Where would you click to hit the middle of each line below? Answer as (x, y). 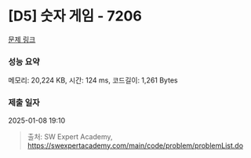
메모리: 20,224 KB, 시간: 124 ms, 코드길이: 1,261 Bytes (93, 80)
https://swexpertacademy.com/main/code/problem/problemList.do (135, 145)
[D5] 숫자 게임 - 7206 (75, 16)
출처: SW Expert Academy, (70, 136)
